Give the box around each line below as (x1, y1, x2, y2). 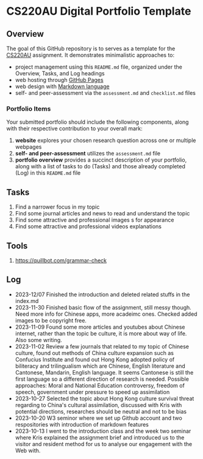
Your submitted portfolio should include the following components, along (6, 118, 189, 126)
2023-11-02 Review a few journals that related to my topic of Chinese (15, 343, 190, 350)
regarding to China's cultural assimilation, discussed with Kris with (15, 401, 182, 408)
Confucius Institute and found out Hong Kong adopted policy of (15, 356, 175, 363)
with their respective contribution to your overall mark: (6, 125, 143, 132)
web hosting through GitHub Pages (15, 76, 104, 83)
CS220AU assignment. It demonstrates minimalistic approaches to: (6, 51, 175, 59)
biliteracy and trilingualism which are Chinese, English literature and (15, 362, 186, 370)
